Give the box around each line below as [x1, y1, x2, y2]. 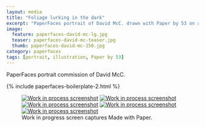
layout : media [6, 9, 43, 15]
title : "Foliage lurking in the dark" [6, 15, 105, 21]
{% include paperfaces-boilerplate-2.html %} [6, 83, 120, 90]
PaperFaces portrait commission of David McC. [6, 70, 126, 78]
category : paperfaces [6, 49, 62, 55]
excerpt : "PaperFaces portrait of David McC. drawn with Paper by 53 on [6, 20, 195, 26]
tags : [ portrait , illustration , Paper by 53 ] [6, 54, 124, 60]
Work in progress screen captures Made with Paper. [21, 114, 153, 121]
